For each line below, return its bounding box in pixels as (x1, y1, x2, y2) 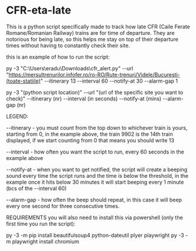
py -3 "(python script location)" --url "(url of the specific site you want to (6, 89, 184, 96)
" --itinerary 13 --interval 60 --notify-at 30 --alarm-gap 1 (40, 77, 178, 84)
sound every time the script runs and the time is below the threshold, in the (6, 172, 189, 179)
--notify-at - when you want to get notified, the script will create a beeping (6, 166, 188, 173)
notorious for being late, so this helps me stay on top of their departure (6, 35, 179, 43)
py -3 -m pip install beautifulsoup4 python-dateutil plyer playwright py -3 (6, 232, 184, 239)
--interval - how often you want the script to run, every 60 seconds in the (6, 148, 184, 155)
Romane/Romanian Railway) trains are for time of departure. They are (6, 29, 175, 36)
